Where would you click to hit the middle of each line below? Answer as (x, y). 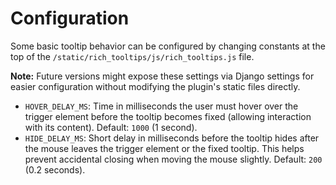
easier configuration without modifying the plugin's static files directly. (155, 86)
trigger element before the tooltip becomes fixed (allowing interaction (168, 116)
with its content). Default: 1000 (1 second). (111, 127)
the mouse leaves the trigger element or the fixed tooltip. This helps (164, 148)
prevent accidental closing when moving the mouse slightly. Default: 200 (173, 159)
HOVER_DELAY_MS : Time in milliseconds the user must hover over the (161, 106)
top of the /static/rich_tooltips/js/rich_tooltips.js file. (132, 56)
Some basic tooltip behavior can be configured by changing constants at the (168, 46)
